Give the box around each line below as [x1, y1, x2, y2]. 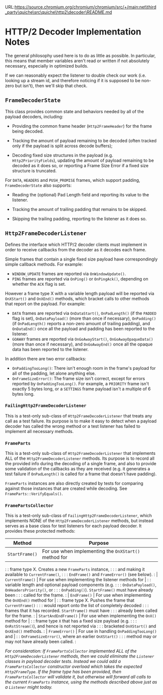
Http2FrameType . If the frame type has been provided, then [5, 669, 121, 675]
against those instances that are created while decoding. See [5, 486, 128, 491]
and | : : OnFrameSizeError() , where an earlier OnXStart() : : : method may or [5, 634, 157, 640]
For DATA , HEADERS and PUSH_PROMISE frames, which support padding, [5, 177, 141, 183]
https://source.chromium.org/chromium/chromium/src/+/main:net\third [14, 4, 157, 10]
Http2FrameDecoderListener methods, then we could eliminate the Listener [5, 653, 154, 659]
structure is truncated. [12, 168, 57, 174]
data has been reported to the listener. [12, 346, 89, 352]
